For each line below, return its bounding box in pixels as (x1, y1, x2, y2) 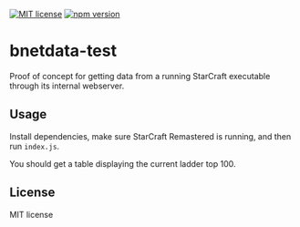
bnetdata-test (9, 41, 117, 61)
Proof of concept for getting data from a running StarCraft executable (9, 70, 271, 81)
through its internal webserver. (9, 80, 125, 91)
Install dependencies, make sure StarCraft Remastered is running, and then (9, 130, 292, 141)
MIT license (9, 209, 54, 220)
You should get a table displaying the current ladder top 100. (9, 158, 236, 169)
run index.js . (9, 140, 60, 151)
